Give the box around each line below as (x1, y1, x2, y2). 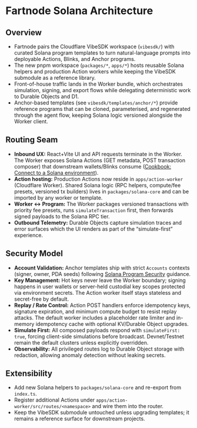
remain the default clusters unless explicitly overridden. (14, 339, 149, 346)
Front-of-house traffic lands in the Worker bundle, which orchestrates (14, 80, 183, 87)
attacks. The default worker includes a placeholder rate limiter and (14, 314, 175, 321)
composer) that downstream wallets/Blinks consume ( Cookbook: (14, 163, 172, 170)
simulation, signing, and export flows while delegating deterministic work (14, 87, 191, 93)
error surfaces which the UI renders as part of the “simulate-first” (14, 225, 173, 232)
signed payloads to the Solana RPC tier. (14, 213, 110, 220)
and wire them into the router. (92, 403, 164, 410)
